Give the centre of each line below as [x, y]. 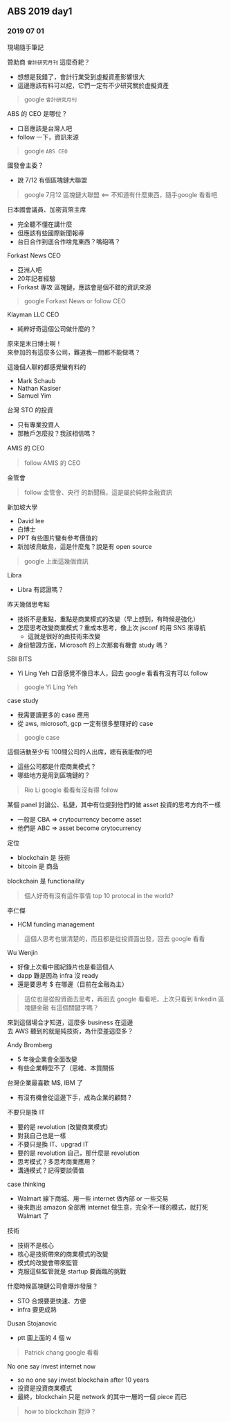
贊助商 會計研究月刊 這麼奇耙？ [49, 62]
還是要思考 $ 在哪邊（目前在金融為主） [72, 984]
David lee [31, 520]
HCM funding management [56, 924]
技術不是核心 [35, 1245]
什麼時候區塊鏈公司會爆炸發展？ [53, 1286]
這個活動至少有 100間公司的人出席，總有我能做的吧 [80, 752]
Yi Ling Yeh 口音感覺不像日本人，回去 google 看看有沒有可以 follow [113, 673]
